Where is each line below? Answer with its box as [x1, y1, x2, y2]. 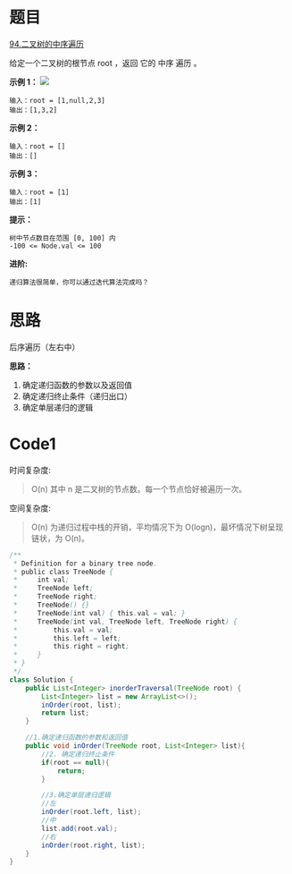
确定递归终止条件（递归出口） [21, 390, 132, 402]
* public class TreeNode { [13, 567, 114, 576]
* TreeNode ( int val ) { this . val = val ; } [13, 608, 186, 617]
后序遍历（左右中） [9, 341, 80, 352]
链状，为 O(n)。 [30, 532, 89, 543]
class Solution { [9, 675, 74, 684]
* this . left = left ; [13, 633, 122, 643]
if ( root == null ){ [41, 758, 110, 767]
